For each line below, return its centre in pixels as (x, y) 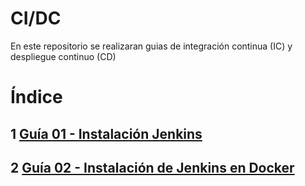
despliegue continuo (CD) (63, 56)
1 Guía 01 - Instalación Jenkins (106, 133)
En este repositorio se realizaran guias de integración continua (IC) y (151, 46)
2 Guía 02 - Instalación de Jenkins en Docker (152, 167)
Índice (36, 97)
